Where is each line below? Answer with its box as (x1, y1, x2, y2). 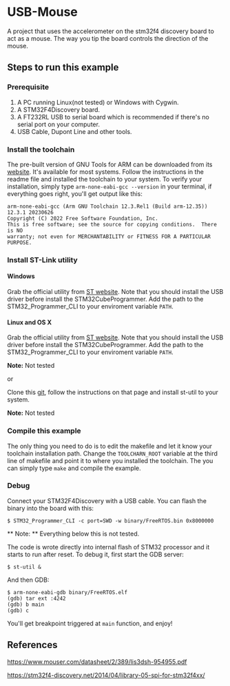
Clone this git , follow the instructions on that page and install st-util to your (7, 388, 219, 397)
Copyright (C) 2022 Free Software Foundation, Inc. (7, 215, 158, 222)
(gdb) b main (7, 601, 45, 608)
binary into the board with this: (7, 504, 94, 512)
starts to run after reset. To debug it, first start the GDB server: (7, 550, 185, 558)
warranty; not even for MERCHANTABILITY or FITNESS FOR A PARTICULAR (7, 233, 211, 240)
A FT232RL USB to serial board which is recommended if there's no (17, 112, 210, 121)
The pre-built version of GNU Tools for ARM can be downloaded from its (7, 160, 213, 168)
